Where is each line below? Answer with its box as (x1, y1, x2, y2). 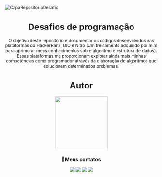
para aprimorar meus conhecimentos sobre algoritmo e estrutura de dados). (5, 47, 157, 53)
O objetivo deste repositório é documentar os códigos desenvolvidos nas (8, 37, 154, 43)
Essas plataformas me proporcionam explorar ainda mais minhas (16, 53, 146, 59)
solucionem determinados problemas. (43, 63, 119, 69)
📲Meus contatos (61, 156, 101, 162)
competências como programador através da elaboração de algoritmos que (6, 58, 157, 64)
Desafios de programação (28, 22, 134, 32)
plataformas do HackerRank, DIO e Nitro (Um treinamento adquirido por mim (5, 43, 158, 48)
